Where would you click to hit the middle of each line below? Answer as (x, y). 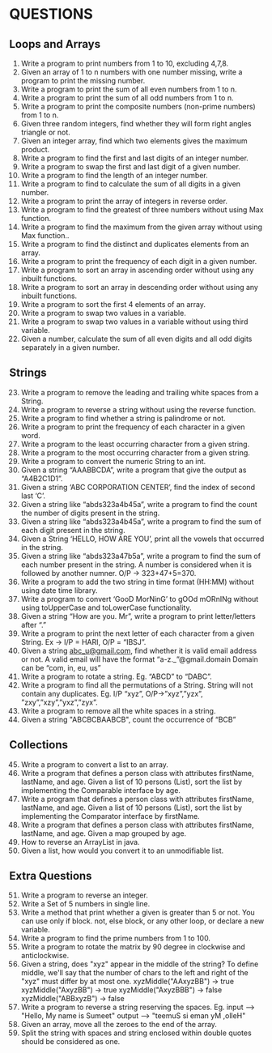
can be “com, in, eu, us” (61, 667)
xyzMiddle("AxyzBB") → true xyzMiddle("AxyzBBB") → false (121, 990)
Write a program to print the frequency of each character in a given (133, 427)
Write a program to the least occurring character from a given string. (135, 444)
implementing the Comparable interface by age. (101, 790)
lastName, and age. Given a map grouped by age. (104, 833)
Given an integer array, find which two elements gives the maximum (134, 141)
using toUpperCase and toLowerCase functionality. (106, 607)
